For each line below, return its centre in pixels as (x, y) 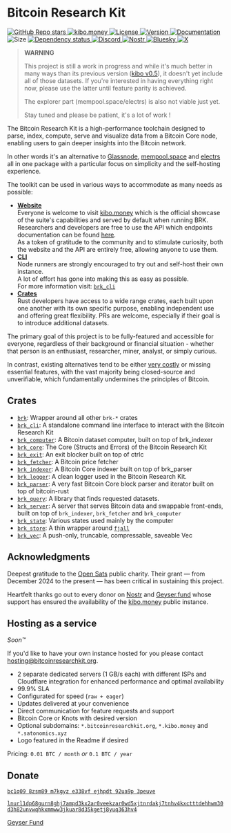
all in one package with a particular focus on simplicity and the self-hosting (114, 163)
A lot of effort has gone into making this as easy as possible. (103, 279)
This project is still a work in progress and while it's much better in (118, 66)
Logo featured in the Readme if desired (73, 740)
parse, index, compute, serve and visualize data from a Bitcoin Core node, (112, 136)
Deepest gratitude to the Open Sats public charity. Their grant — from (106, 574)
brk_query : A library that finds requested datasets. (88, 498)
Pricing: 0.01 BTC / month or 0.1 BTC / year (70, 754)
